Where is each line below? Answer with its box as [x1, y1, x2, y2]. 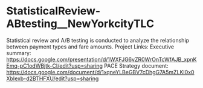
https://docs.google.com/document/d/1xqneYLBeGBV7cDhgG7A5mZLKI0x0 [6, 68, 195, 75]
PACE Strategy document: [104, 62, 169, 69]
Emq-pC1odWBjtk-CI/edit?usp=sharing [6, 62, 103, 69]
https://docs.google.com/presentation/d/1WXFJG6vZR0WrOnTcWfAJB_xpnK [6, 56, 197, 63]
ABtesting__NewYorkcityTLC [6, 17, 155, 31]
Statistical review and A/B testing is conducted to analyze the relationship [6, 37, 189, 44]
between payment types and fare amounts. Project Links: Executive [6, 43, 174, 50]
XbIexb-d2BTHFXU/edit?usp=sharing [6, 75, 99, 82]
